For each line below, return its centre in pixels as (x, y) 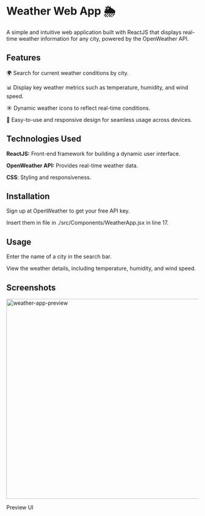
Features (23, 58)
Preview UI (20, 507)
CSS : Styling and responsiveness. (49, 177)
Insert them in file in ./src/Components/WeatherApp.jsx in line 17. (88, 223)
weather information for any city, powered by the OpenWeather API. (104, 38)
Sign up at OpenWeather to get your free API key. (68, 211)
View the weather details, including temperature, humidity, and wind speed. (101, 269)
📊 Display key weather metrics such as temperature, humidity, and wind (97, 87)
